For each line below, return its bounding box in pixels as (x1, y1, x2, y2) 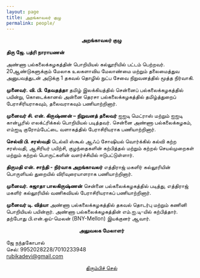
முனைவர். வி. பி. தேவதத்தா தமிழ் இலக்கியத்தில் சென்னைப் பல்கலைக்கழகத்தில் (6, 86, 184, 94)
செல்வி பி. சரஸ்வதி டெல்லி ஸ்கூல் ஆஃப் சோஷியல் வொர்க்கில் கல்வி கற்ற (6, 138, 177, 145)
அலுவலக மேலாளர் (79, 227, 124, 234)
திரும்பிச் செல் (85, 264, 118, 272)
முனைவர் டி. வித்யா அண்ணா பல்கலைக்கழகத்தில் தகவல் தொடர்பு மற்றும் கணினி (6, 201, 187, 208)
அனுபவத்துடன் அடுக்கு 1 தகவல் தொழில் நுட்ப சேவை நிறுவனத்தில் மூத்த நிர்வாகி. (6, 74, 195, 82)
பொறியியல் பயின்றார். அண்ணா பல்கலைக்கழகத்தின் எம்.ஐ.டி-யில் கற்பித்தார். (6, 208, 178, 215)
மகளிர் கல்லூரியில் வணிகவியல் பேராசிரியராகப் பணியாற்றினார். (6, 189, 152, 196)
